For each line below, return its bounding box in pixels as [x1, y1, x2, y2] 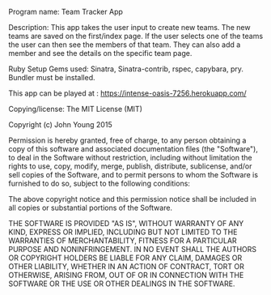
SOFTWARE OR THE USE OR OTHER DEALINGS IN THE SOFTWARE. [8, 279, 235, 289]
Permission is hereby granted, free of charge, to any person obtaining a [8, 135, 247, 145]
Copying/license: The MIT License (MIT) [8, 105, 143, 113]
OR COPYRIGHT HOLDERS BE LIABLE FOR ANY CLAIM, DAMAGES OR [8, 253, 243, 263]
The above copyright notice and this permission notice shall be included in [8, 195, 256, 203]
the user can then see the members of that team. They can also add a [8, 40, 241, 49]
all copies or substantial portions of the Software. [8, 203, 172, 212]
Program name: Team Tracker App [8, 7, 124, 16]
